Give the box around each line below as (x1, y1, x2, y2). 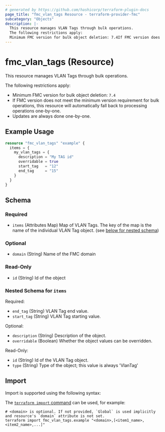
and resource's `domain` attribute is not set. (5, 413, 105, 419)
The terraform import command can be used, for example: (5, 399, 125, 405)
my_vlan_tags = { (14, 150, 50, 155)
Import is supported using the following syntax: (5, 390, 101, 396)
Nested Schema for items (5, 287, 67, 294)
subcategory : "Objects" (5, 16, 54, 21)
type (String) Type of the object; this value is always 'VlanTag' (12, 362, 138, 368)
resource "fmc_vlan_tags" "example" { (5, 141, 85, 145)
